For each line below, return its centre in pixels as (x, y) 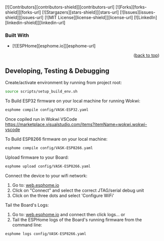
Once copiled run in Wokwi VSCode (41, 119)
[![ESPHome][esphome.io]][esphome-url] (54, 46)
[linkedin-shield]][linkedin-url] (35, 22)
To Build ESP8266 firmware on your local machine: (56, 139)
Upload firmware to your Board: (37, 157)
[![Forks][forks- (131, 7)
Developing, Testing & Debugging (57, 71)
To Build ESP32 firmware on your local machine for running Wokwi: (73, 101)
